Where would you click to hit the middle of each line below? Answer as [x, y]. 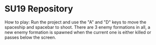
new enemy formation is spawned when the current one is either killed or [78, 32]
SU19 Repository [39, 9]
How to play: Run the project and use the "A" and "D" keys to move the [76, 22]
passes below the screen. [30, 37]
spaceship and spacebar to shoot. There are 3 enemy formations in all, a [78, 27]
